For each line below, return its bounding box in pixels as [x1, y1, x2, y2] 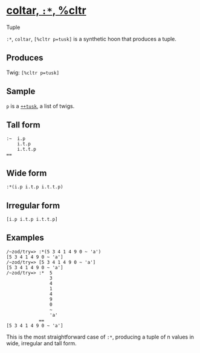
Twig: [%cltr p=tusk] [6, 69, 59, 76]
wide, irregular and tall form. [6, 339, 77, 347]
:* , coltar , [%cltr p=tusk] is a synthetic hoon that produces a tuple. [6, 35, 177, 42]
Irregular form [6, 200, 60, 211]
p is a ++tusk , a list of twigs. [6, 102, 75, 109]
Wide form [6, 168, 47, 178]
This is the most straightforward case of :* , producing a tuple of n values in [6, 333, 195, 340]
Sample [6, 86, 36, 97]
